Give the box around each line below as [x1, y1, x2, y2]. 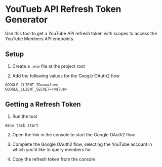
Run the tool [12, 113, 37, 119]
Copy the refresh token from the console [12, 156, 95, 162]
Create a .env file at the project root [12, 63, 85, 69]
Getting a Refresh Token [5, 100, 81, 109]
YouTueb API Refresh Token [5, 3, 121, 15]
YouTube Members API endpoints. [5, 36, 75, 42]
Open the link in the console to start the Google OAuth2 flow [12, 131, 135, 137]
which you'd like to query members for [12, 146, 91, 152]
